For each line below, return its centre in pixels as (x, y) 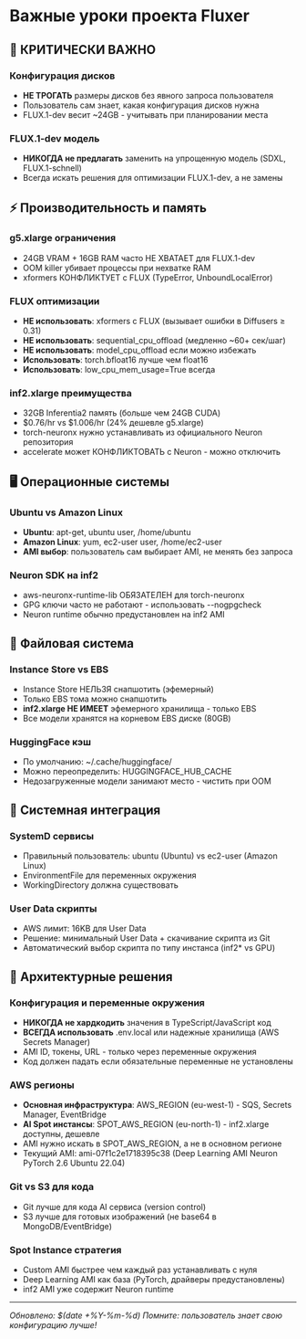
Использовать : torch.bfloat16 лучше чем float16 (116, 360)
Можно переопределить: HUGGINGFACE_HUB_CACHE (127, 772)
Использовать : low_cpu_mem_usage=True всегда (119, 370)
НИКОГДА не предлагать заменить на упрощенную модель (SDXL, (154, 158)
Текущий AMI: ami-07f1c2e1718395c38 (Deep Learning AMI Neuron (150, 1154)
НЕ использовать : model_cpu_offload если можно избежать (139, 350)
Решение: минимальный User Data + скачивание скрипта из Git (146, 938)
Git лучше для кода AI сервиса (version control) (114, 1207)
